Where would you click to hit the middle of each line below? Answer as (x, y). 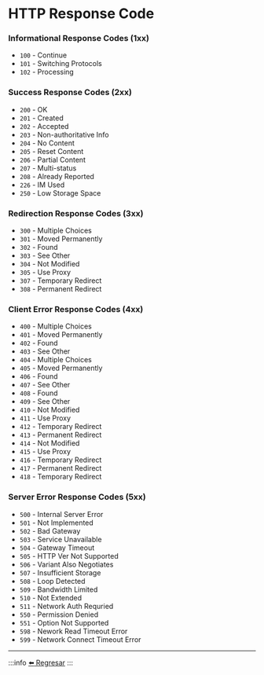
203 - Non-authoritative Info (64, 134)
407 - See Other (45, 385)
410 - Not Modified (49, 410)
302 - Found (38, 248)
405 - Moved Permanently (61, 368)
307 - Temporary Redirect (60, 281)
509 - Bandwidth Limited (59, 589)
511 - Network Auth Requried (66, 606)
